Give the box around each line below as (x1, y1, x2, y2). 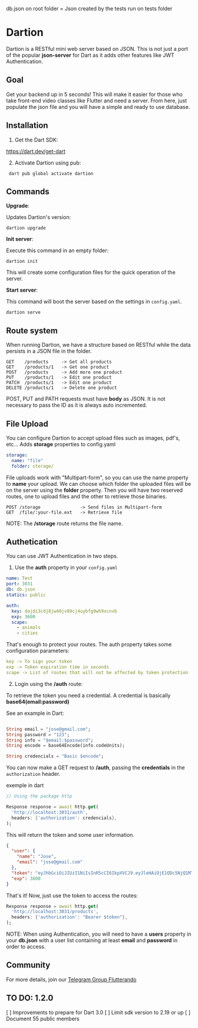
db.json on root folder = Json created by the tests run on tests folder (6, 5, 173, 12)
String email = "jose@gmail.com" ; (6, 726, 91, 732)
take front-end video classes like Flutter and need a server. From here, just (6, 97, 187, 104)
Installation (6, 121, 48, 131)
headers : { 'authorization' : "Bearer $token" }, (11, 914, 128, 920)
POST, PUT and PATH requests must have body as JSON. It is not (6, 395, 166, 402)
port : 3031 (6, 581, 33, 587)
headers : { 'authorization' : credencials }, (11, 815, 117, 821)
